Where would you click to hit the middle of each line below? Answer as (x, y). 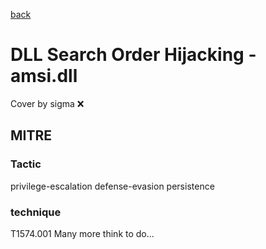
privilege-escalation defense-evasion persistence (112, 186)
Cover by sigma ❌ (47, 103)
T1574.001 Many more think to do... (82, 233)
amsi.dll (44, 76)
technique (36, 212)
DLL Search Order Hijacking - (133, 55)
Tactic (26, 164)
